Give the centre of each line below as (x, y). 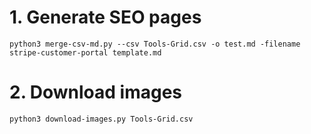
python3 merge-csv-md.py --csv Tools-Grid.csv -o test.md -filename (155, 44)
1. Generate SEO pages (105, 17)
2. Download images (96, 92)
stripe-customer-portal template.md (85, 52)
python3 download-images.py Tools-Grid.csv (101, 119)
